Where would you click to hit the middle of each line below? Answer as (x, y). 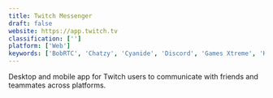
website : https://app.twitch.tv (63, 31)
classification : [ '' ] (45, 38)
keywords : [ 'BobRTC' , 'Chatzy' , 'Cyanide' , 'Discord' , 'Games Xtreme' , (132, 53)
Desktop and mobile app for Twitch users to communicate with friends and (133, 77)
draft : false (30, 23)
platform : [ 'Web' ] (39, 46)
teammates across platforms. (57, 85)
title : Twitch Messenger (50, 16)
